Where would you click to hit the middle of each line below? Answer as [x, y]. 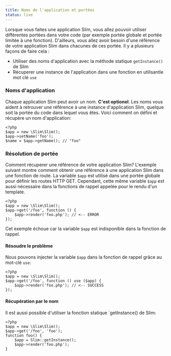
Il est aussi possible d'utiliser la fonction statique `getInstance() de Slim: [81, 313]
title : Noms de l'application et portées [50, 10]
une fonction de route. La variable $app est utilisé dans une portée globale [83, 176]
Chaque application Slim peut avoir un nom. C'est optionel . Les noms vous [84, 102]
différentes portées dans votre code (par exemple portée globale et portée [84, 35]
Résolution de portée [32, 153]
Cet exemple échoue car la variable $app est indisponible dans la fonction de [86, 229]
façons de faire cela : [28, 51]
